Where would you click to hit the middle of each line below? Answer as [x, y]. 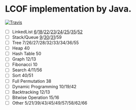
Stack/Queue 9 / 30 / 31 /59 [37, 37]
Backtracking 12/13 [31, 92]
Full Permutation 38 [32, 81]
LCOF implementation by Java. [68, 9]
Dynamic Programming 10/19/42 [44, 86]
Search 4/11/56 [27, 70]
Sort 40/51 [23, 76]
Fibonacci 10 [25, 64]
